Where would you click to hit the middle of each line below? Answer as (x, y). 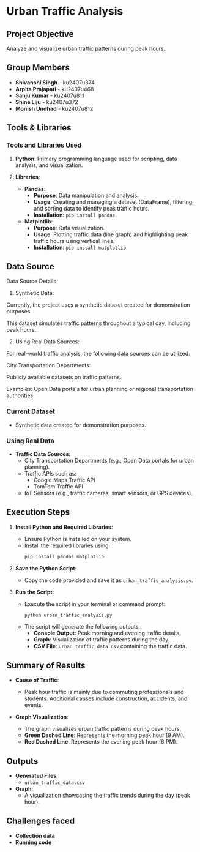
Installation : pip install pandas (74, 215)
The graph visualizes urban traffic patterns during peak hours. (103, 729)
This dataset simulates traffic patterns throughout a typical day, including (98, 323)
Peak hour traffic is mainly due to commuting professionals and (104, 692)
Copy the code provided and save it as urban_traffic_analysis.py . (109, 580)
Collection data (35, 835)
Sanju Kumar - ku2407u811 (50, 95)
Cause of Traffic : (37, 680)
